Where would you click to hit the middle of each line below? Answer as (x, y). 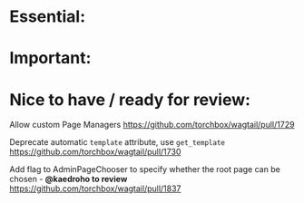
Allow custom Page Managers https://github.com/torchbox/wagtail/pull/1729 (152, 125)
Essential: (48, 17)
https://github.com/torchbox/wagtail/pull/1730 (95, 152)
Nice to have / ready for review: (130, 99)
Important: (50, 58)
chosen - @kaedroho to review (69, 179)
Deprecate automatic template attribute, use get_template (117, 142)
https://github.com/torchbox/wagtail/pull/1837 (95, 188)
